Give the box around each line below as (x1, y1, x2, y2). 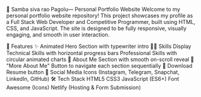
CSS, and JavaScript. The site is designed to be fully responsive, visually (6, 25, 187, 32)
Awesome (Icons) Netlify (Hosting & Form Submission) (6, 84, 141, 91)
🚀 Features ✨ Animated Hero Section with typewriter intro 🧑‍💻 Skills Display (6, 43, 191, 50)
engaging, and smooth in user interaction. (6, 31, 110, 38)
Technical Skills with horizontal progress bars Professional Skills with (6, 50, 178, 56)
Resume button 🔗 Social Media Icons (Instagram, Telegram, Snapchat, (6, 69, 179, 75)
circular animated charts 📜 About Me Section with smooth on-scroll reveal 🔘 (6, 56, 194, 63)
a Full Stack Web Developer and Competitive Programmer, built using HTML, (6, 19, 196, 25)
